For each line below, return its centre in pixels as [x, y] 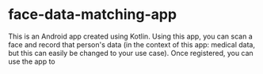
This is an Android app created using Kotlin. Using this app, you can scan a [131, 36]
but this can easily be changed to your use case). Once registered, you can [131, 53]
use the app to [32, 61]
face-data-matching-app [92, 15]
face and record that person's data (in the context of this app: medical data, [132, 44]
